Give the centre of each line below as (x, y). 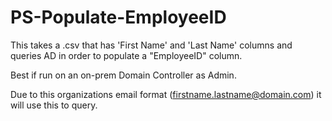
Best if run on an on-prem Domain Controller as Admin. (123, 75)
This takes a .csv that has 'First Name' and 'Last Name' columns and (151, 45)
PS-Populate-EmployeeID (118, 17)
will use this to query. (54, 105)
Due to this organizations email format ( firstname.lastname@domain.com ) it (166, 94)
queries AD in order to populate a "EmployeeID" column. (126, 55)
